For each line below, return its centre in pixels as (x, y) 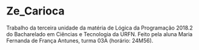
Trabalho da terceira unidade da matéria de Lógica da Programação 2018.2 (100, 28)
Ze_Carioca (35, 11)
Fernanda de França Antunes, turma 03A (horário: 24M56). (80, 40)
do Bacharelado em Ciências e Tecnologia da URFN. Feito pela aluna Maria (99, 34)
